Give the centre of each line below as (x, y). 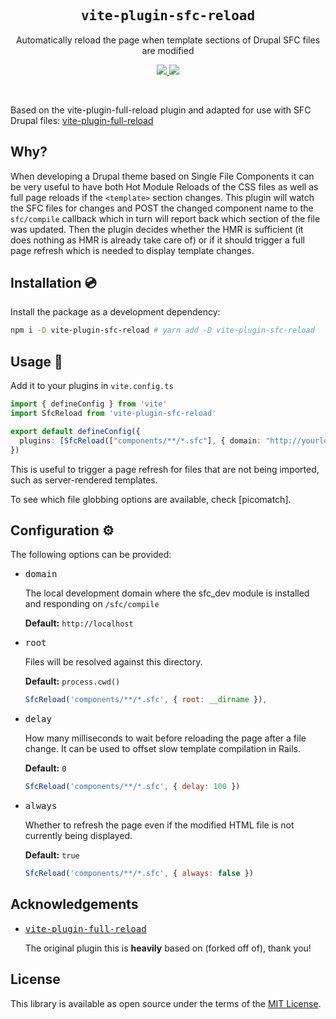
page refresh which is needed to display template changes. (132, 250)
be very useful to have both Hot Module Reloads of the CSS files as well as (164, 186)
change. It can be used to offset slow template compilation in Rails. (162, 749)
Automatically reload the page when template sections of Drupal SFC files (168, 40)
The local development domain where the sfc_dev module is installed (167, 593)
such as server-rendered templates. (84, 480)
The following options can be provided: (91, 555)
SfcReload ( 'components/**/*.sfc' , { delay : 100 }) (132, 787)
